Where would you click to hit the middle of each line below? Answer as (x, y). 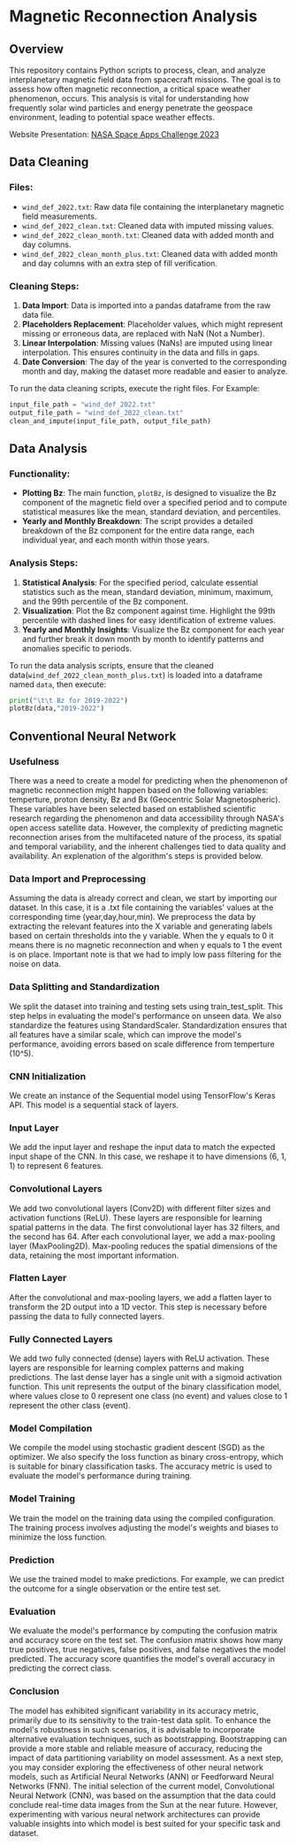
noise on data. (35, 964)
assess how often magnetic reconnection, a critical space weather (130, 89)
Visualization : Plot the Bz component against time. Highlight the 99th (148, 610)
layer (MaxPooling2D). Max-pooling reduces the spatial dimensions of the (144, 1246)
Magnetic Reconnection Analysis (133, 16)
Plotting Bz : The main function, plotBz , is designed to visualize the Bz (149, 493)
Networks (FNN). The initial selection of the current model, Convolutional (142, 1786)
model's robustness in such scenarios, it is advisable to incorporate (132, 1729)
